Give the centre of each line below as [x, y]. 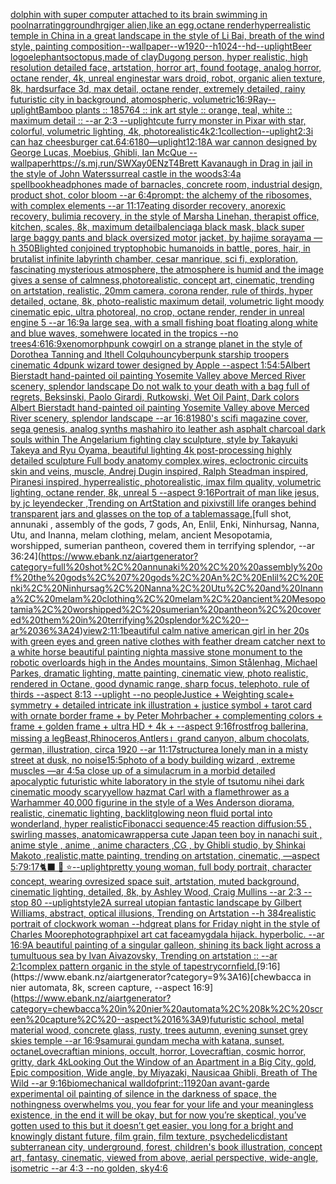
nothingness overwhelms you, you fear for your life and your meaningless [162, 1104]
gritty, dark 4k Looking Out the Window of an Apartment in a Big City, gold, [163, 1062]
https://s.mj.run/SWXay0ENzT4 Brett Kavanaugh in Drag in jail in [181, 163]
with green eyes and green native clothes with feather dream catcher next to [168, 641]
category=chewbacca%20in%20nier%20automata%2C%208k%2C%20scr [166, 1008]
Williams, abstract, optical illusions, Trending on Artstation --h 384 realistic [163, 913]
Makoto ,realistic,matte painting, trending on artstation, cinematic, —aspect [165, 855]
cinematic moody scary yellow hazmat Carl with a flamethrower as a [150, 792]
